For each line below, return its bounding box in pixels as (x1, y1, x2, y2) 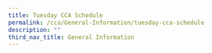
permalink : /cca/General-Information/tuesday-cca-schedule (8, 19, 205, 26)
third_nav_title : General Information (8, 33, 135, 41)
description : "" (8, 26, 61, 34)
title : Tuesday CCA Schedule (8, 11, 103, 19)
